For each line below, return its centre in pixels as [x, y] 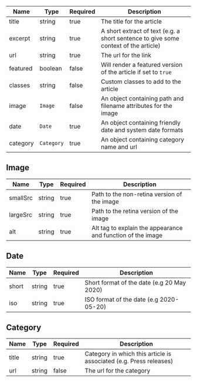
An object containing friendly [140, 123]
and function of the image [127, 235]
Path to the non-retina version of [137, 194]
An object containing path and [142, 98]
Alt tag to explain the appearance [137, 228]
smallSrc [21, 198]
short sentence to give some [140, 38]
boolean [51, 68]
